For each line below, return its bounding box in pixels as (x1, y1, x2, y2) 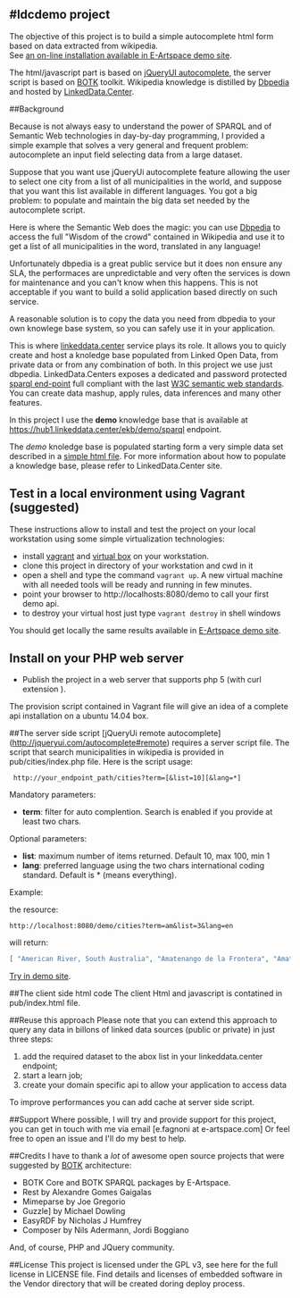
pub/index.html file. (9, 998, 80, 1009)
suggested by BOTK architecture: (9, 1160, 132, 1171)
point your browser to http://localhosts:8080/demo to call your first (21, 589, 270, 599)
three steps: (9, 1034, 54, 1044)
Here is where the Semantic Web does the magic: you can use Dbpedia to (9, 222, 281, 232)
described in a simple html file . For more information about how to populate (9, 450, 287, 461)
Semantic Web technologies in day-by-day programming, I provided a (9, 130, 265, 141)
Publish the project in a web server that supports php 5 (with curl (21, 674, 262, 685)
